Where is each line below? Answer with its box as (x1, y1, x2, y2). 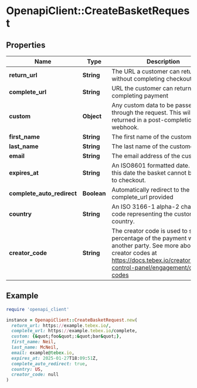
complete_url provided (111, 193, 174, 201)
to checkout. (111, 176, 147, 184)
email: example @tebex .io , (11, 350, 75, 356)
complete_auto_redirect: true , (11, 360, 88, 367)
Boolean (82, 189, 107, 198)
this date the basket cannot (111, 169, 186, 177)
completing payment (111, 92, 169, 99)
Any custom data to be (111, 101, 174, 109)
